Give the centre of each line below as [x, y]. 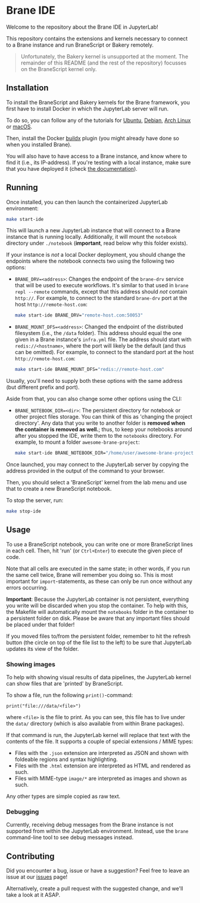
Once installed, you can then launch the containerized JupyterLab [87, 202]
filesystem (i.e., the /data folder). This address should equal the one [98, 333]
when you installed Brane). [39, 145]
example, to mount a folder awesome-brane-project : [77, 442]
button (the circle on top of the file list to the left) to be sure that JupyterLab [99, 642]
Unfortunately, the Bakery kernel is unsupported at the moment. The [104, 56]
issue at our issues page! [37, 877]
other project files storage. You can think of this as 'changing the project [103, 417]
